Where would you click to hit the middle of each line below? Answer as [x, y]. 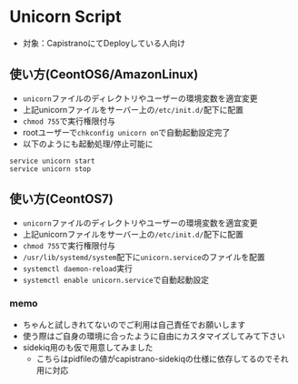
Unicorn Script [65, 17]
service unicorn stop [50, 169]
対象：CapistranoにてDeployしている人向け [104, 43]
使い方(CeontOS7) [61, 199]
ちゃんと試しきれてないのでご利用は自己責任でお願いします [134, 324]
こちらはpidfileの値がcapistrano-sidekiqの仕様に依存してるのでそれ [162, 359]
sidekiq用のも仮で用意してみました [88, 347]
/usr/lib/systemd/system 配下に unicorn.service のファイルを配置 [144, 257]
